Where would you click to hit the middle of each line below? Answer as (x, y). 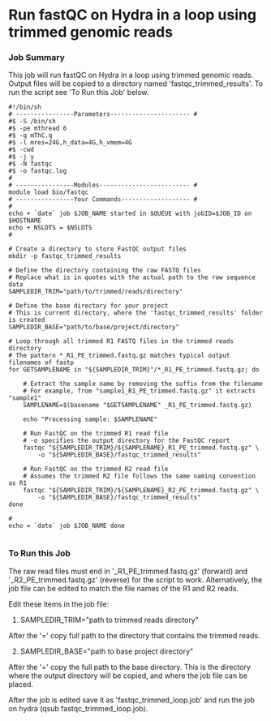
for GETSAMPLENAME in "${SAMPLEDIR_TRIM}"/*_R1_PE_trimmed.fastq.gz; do (134, 370)
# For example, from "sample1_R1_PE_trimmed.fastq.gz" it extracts (139, 391)
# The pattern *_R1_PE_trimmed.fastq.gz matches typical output (119, 356)
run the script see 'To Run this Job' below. (79, 92)
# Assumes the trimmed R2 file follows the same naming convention (139, 476)
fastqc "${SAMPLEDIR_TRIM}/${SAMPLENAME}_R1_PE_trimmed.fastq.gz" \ (141, 448)
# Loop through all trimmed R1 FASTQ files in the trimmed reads (121, 341)
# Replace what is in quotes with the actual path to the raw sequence (132, 277)
